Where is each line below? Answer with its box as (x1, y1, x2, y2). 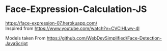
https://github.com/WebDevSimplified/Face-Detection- (46, 35, 162, 41)
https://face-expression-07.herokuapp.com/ (5, 20, 98, 26)
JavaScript (5, 40, 28, 46)
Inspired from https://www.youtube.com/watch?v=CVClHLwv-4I (5, 25, 140, 31)
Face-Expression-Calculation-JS (5, 3, 147, 15)
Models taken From (5, 35, 46, 41)
